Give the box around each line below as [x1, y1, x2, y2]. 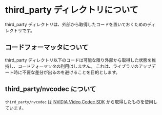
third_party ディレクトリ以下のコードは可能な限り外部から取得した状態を [5, 57, 152, 63]
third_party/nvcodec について [5, 85, 96, 93]
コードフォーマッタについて [5, 43, 89, 52]
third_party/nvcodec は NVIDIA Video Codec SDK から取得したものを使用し [5, 98, 158, 105]
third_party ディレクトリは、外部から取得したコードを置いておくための [5, 21, 147, 27]
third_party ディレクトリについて [5, 4, 139, 16]
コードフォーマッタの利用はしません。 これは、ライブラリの [18, 63, 139, 69]
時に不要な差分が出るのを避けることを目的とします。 [13, 69, 121, 75]
